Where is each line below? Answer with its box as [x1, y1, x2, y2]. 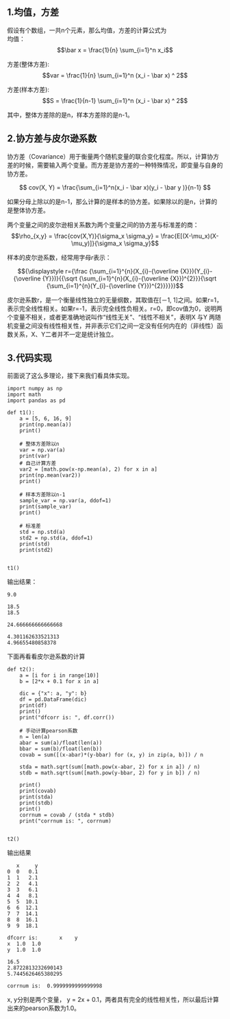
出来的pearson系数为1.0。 [7, 1004, 81, 1012]
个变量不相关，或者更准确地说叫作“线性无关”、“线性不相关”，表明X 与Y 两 [7, 313, 216, 321]
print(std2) [19, 547, 53, 554]
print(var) [19, 453, 51, 460]
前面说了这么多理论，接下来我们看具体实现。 [7, 372, 133, 380]
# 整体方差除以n [19, 440, 60, 448]
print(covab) [19, 787, 57, 795]
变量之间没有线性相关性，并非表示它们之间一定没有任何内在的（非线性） [12, 322, 217, 330]
